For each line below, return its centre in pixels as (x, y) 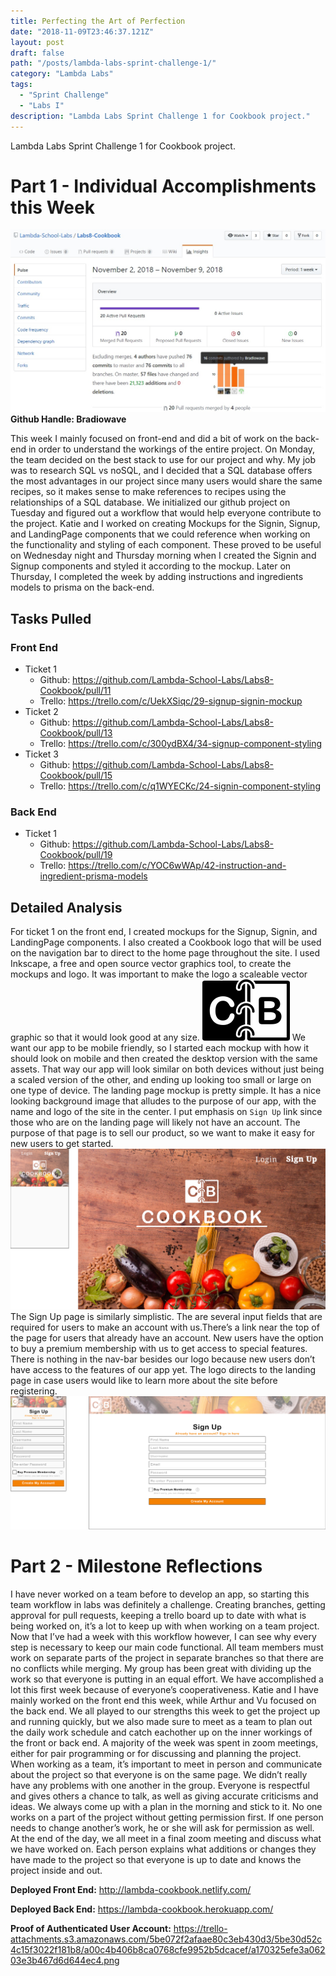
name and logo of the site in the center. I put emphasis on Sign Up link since (166, 1112)
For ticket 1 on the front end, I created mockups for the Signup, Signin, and (164, 932)
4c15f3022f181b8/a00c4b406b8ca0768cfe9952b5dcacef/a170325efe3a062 (168, 1949)
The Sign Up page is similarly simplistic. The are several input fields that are (166, 1316)
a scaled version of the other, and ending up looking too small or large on (161, 1080)
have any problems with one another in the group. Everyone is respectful (160, 1785)
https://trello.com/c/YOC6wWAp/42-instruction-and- (177, 866)
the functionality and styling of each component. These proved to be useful (166, 545)
